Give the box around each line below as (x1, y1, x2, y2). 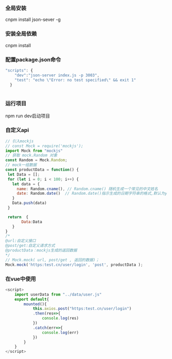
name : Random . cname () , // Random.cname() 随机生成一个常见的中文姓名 (16, 186, 158, 192)
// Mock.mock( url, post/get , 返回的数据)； (5, 257, 100, 262)
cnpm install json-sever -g (5, 16, 61, 23)
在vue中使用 (5, 275, 36, 282)
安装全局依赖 (5, 30, 37, 37)
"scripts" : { (5, 68, 33, 73)
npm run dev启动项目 (5, 113, 50, 119)
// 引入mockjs (5, 138, 34, 144)
